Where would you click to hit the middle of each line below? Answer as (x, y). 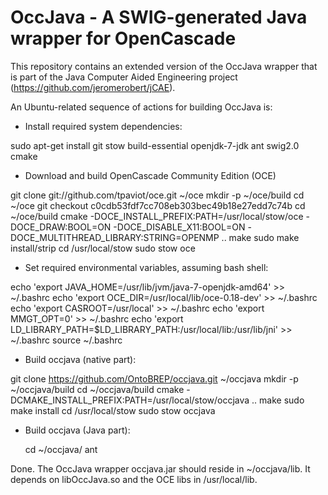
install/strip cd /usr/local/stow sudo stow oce (103, 248)
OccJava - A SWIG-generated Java (159, 17)
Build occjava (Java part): (77, 430)
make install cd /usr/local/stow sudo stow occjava (113, 410)
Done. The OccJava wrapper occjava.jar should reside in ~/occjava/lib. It (160, 468)
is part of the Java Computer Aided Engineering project (124, 77)
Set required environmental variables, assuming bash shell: (146, 267)
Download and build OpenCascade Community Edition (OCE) (150, 175)
